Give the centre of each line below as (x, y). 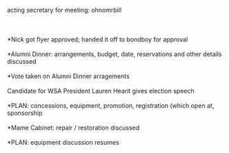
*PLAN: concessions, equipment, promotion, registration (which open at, (111, 106)
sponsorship (25, 113)
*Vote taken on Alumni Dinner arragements (68, 76)
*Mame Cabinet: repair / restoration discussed (73, 128)
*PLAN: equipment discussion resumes (63, 142)
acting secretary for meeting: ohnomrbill (64, 10)
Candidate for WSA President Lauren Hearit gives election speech (101, 91)
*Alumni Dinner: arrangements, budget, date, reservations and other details (114, 54)
